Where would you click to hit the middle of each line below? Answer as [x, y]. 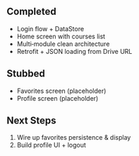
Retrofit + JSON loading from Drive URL [74, 51]
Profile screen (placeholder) [58, 98]
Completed [32, 12]
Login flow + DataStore [50, 28]
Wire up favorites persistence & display [74, 138]
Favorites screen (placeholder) [61, 91]
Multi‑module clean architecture [63, 44]
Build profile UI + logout [51, 145]
